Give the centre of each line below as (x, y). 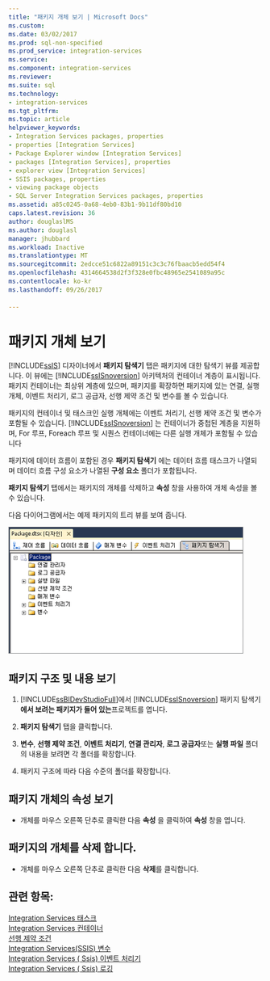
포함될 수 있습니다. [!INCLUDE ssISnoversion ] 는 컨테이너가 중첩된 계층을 (124, 423)
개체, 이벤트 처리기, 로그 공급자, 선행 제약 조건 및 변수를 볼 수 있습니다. (118, 396)
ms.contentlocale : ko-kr (50, 281)
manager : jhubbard (39, 238)
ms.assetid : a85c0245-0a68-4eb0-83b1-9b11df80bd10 (95, 205)
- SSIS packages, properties (57, 179)
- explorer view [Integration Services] (77, 171)
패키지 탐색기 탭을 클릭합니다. (66, 726)
